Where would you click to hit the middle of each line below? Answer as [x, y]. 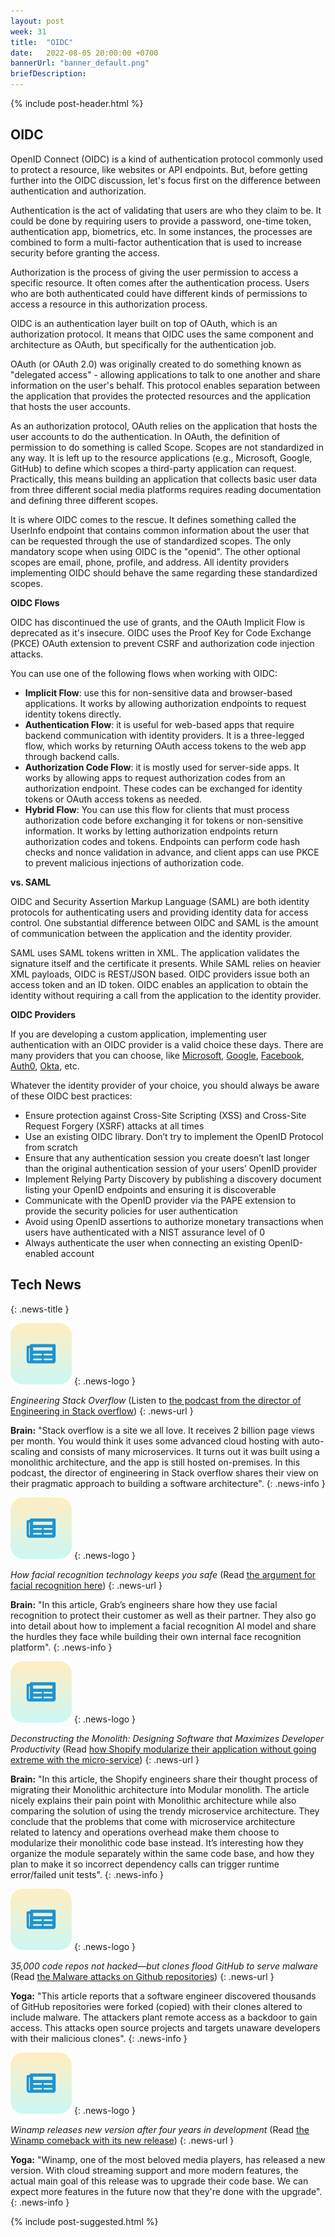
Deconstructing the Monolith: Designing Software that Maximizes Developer [167, 1738]
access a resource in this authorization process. [109, 304]
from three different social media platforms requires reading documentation [166, 489]
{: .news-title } [40, 1309]
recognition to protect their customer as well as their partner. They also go [163, 1615]
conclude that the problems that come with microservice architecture [153, 1821]
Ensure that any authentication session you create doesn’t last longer [167, 1157]
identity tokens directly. [73, 714]
